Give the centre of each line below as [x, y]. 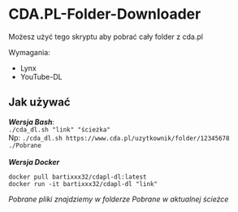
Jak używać [39, 102]
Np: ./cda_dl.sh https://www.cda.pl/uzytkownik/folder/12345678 [119, 137]
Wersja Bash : [32, 122]
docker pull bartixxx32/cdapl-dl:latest [78, 177]
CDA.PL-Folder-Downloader [105, 14]
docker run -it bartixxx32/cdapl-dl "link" [83, 184]
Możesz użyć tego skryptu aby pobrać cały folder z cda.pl [106, 37]
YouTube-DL [41, 76]
